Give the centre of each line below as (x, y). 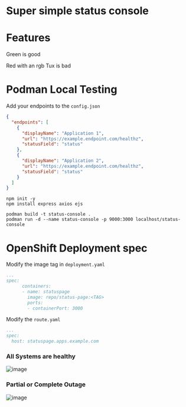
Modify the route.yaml (33, 320)
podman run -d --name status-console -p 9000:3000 (70, 220)
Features (28, 38)
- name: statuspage (45, 292)
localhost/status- (158, 220)
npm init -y (21, 199)
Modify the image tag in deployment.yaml (56, 265)
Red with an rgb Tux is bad (39, 66)
